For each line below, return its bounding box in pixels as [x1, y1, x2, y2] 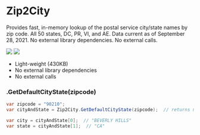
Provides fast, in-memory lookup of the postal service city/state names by [6, 24, 188, 31]
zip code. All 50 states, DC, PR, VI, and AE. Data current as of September [6, 30, 185, 37]
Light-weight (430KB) [14, 60, 68, 67]
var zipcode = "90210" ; [6, 101, 65, 108]
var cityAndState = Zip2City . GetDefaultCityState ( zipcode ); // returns [6, 107, 190, 113]
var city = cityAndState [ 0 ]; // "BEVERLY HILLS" [6, 117, 132, 123]
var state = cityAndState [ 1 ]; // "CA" [6, 123, 105, 129]
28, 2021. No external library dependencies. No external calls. [6, 36, 158, 43]
